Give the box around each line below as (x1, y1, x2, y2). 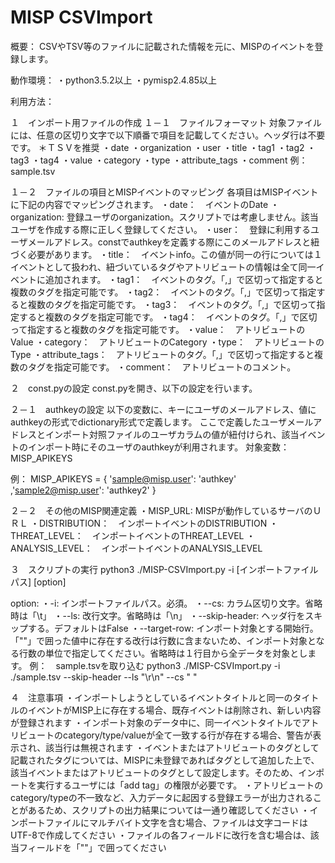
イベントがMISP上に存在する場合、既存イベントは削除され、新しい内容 (27, 704, 322, 716)
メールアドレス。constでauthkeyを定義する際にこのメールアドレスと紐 (27, 236, 320, 248)
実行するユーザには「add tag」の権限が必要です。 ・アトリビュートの (36, 779, 324, 791)
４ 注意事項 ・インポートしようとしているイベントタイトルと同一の (10, 691, 293, 703)
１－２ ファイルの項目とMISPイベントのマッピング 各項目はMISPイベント (10, 186, 319, 198)
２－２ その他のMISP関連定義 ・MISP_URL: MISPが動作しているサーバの (10, 504, 313, 516)
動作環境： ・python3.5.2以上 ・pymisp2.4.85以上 (10, 74, 218, 86)
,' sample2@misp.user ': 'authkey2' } (10, 484, 157, 496)
